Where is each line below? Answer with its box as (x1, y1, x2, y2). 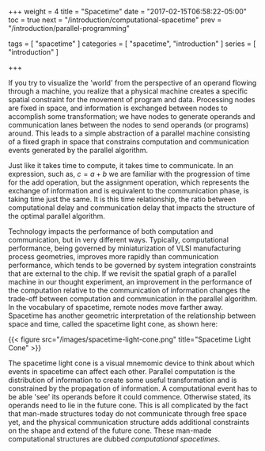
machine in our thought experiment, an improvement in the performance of (8, 277, 252, 286)
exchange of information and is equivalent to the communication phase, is (8, 186, 249, 195)
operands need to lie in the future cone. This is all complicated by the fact (8, 400, 248, 410)
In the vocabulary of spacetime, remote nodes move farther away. (8, 303, 224, 311)
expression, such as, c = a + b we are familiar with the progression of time (8, 170, 251, 178)
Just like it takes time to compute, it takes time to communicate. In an (8, 161, 233, 170)
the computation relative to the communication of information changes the (8, 285, 251, 295)
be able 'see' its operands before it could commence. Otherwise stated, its (8, 392, 252, 401)
